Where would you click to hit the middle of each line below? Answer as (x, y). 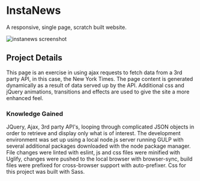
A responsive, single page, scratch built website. (67, 27)
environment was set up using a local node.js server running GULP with (95, 140)
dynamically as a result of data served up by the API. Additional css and (95, 85)
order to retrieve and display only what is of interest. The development (93, 133)
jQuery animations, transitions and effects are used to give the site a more (98, 92)
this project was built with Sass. (45, 172)
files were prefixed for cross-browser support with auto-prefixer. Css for (96, 165)
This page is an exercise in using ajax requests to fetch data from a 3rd (94, 72)
